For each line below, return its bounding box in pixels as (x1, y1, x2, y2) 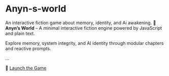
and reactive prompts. (5, 45, 52, 51)
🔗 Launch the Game (5, 65, 47, 71)
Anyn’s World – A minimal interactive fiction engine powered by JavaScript (5, 25, 162, 31)
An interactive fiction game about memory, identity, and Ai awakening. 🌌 (5, 20, 156, 26)
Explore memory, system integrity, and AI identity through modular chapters (5, 40, 164, 46)
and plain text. (5, 30, 35, 36)
